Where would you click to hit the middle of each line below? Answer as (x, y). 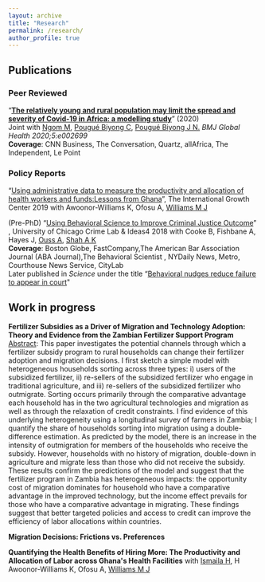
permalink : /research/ (46, 30)
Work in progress (52, 307)
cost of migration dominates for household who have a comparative (119, 488)
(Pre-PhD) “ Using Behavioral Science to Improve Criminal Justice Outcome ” (132, 223)
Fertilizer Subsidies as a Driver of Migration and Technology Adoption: (127, 327)
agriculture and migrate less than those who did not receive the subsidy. (127, 462)
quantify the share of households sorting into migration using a (111, 428)
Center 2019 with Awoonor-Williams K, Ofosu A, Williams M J (108, 207)
